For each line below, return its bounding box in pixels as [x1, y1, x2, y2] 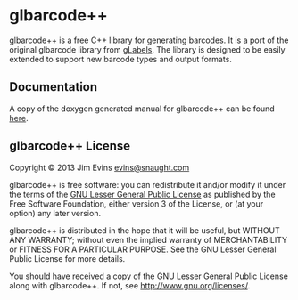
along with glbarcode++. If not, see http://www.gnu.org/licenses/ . [9, 280, 251, 290]
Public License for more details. [9, 253, 126, 264]
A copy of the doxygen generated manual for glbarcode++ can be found [9, 103, 275, 114]
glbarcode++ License [9, 139, 131, 154]
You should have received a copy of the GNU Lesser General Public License [9, 271, 288, 281]
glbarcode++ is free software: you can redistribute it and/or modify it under [9, 179, 286, 190]
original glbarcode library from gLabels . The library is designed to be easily [9, 44, 286, 54]
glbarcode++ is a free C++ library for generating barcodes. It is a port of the [9, 35, 289, 45]
